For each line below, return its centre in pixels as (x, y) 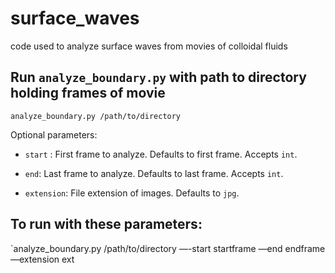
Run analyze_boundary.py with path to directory (158, 77)
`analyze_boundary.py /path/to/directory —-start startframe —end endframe (168, 248)
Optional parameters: (54, 134)
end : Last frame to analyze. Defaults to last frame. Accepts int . (154, 173)
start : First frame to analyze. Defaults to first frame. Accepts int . (161, 154)
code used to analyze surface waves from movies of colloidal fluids (149, 46)
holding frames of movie (88, 93)
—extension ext (42, 259)
